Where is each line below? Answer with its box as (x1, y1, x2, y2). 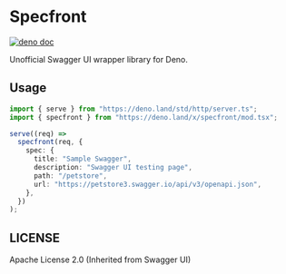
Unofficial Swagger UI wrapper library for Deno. (9, 54, 189, 64)
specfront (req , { (17, 138, 84, 147)
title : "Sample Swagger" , (33, 154, 132, 164)
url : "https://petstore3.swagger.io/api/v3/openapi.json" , (33, 180, 261, 189)
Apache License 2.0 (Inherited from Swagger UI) (9, 254, 192, 265)
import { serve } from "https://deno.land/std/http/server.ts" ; (9, 104, 258, 113)
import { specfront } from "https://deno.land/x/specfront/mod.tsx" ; (9, 113, 279, 122)
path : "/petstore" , (33, 171, 107, 181)
